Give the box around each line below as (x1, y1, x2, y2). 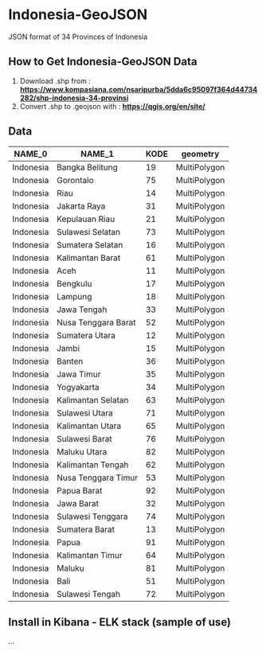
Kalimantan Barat (57, 252, 121, 263)
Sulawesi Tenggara (57, 511, 129, 522)
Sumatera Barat (57, 524, 115, 535)
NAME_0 (14, 148, 48, 159)
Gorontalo (57, 174, 94, 185)
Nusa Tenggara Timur (57, 472, 138, 483)
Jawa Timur (57, 368, 101, 380)
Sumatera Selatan (57, 239, 123, 250)
